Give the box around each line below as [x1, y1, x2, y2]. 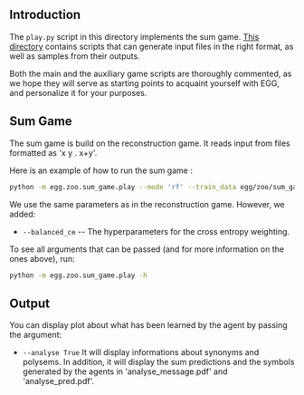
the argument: [9, 330, 62, 341]
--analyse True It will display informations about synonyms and [22, 347, 260, 358]
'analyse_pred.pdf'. [22, 376, 95, 387]
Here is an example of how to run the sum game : [9, 165, 193, 176]
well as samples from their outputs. [9, 50, 140, 62]
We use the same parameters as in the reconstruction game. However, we [9, 198, 285, 209]
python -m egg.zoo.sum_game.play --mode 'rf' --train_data [9, 182, 237, 191]
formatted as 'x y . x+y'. [9, 147, 98, 158]
